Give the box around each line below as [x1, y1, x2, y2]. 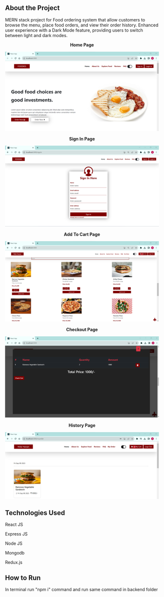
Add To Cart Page [63, 231, 101, 237]
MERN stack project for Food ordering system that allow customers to [5, 17, 145, 22]
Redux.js [5, 559, 23, 565]
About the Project [5, 4, 60, 12]
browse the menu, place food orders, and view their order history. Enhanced [5, 22, 159, 28]
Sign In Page [69, 136, 95, 142]
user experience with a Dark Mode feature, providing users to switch [5, 27, 143, 33]
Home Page [70, 41, 94, 48]
